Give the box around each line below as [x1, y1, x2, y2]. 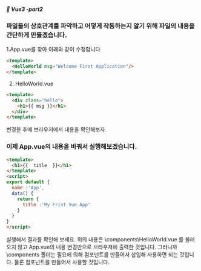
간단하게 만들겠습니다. [6, 31, 67, 39]
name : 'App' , [12, 185, 45, 191]
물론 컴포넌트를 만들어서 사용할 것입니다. [14, 258, 110, 266]
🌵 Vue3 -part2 [6, 5, 44, 13]
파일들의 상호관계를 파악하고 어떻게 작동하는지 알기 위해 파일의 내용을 [6, 22, 195, 30]
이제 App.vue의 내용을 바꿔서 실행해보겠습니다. [6, 143, 137, 151]
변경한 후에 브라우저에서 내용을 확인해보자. [6, 126, 107, 133]
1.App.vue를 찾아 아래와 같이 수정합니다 [6, 46, 101, 53]
